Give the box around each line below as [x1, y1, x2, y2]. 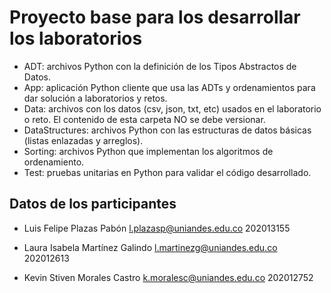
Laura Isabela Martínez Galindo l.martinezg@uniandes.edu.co [23, 241, 278, 253]
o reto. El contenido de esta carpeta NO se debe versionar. [23, 113, 266, 125]
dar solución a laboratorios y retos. [23, 92, 168, 104]
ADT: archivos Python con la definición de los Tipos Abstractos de [23, 60, 297, 72]
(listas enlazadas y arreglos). [23, 134, 144, 146]
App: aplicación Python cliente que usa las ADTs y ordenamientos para [23, 81, 316, 93]
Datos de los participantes [9, 196, 177, 213]
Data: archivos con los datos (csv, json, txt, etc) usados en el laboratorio [23, 102, 322, 115]
